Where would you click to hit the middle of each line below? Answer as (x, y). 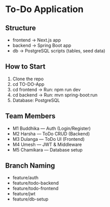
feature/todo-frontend (36, 188)
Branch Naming (30, 166)
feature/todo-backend (36, 183)
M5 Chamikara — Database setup (47, 149)
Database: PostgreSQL (36, 100)
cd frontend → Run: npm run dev (46, 89)
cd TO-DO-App (28, 84)
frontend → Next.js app (37, 40)
